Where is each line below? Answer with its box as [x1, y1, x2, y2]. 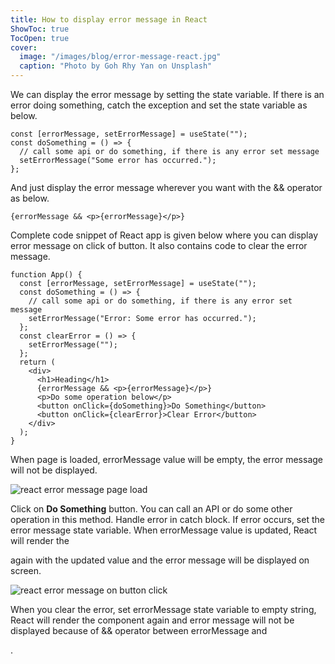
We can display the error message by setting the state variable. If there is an [10, 89, 325, 100]
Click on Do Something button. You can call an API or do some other [10, 503, 293, 515]
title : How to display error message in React [10, 14, 208, 25]
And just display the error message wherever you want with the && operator [10, 182, 323, 193]
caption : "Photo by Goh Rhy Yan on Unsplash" [19, 61, 213, 71]
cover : [10, 42, 38, 53]
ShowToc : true [10, 24, 70, 34]
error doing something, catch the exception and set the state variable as [10, 99, 308, 111]
